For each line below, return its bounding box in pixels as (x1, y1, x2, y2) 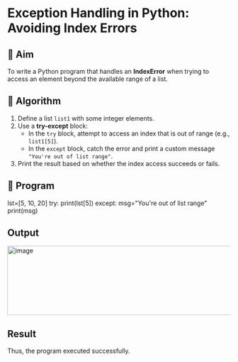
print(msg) (7, 206, 38, 214)
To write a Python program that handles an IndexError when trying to (7, 67, 210, 75)
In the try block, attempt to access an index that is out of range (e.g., (28, 129, 230, 138)
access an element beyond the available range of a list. (7, 75, 169, 83)
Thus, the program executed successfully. (7, 346, 130, 356)
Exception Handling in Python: (7, 5, 190, 21)
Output (7, 227, 39, 239)
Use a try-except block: (17, 121, 89, 130)
